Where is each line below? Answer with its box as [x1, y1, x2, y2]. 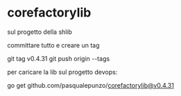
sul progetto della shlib [7, 28, 73, 36]
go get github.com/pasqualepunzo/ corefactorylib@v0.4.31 [7, 81, 175, 89]
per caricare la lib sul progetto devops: [7, 68, 118, 76]
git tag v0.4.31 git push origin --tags [7, 54, 110, 63]
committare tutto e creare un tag [7, 41, 100, 49]
